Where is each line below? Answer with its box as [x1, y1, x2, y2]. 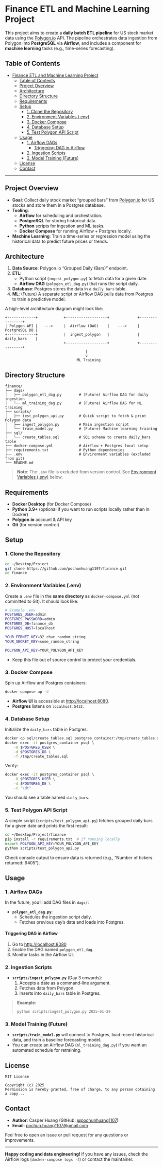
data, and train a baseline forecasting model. [12, 1037, 102, 1043]
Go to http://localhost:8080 [12, 941, 67, 947]
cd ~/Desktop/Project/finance [5, 832, 66, 837]
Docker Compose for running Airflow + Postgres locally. [19, 228, 132, 234]
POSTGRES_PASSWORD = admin [5, 617, 55, 622]
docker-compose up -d [5, 689, 49, 694]
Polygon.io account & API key [12, 517, 72, 522]
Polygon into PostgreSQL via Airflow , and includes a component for [5, 40, 142, 46]
